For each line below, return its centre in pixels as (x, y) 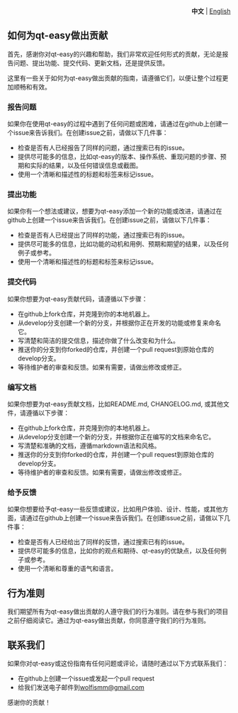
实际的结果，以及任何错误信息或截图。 (86, 165)
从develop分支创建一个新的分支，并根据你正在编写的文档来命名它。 (116, 437)
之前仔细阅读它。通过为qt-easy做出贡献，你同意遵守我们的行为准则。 (109, 621)
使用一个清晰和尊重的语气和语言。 (67, 569)
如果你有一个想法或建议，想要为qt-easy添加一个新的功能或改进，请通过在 (115, 211)
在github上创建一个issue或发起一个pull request (86, 678)
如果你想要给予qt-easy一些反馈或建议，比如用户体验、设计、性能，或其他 (115, 509)
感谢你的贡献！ (29, 702)
